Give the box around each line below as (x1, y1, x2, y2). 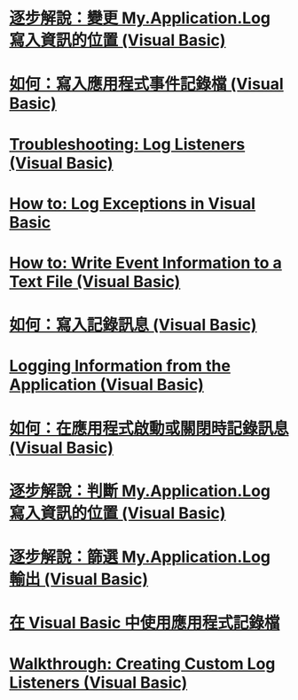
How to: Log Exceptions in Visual (9, 193, 255, 214)
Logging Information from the (9, 356, 231, 377)
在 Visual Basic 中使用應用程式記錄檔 (9, 613, 280, 634)
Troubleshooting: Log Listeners (9, 134, 246, 154)
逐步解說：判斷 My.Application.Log (9, 480, 271, 501)
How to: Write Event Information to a (9, 253, 282, 273)
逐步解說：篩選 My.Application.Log (9, 547, 271, 567)
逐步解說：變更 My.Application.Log (9, 8, 271, 28)
